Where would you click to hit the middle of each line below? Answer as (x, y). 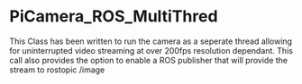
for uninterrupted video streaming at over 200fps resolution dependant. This (151, 50)
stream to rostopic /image (57, 70)
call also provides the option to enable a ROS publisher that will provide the (149, 60)
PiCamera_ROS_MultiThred (114, 17)
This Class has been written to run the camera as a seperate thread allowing (151, 41)
